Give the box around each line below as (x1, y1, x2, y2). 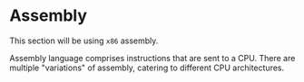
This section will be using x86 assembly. (9, 35, 159, 46)
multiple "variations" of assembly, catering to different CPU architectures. (9, 62, 284, 73)
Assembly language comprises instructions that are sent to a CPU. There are (9, 52, 296, 63)
